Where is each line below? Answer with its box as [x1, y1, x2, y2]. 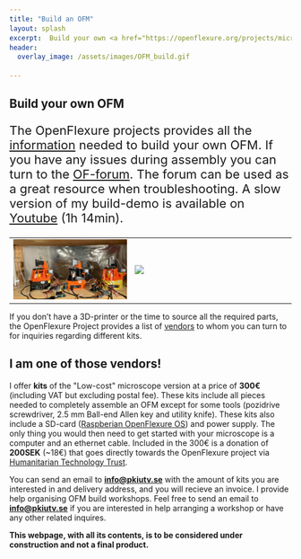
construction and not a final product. [9, 539, 150, 550]
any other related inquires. [9, 512, 107, 523]
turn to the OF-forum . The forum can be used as [9, 166, 289, 182]
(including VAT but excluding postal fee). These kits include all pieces [9, 389, 266, 400]
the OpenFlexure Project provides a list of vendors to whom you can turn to [9, 320, 288, 332]
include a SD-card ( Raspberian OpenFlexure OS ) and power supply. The [9, 418, 276, 429]
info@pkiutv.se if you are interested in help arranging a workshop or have [9, 502, 284, 513]
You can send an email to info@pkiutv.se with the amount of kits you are [9, 474, 279, 484]
